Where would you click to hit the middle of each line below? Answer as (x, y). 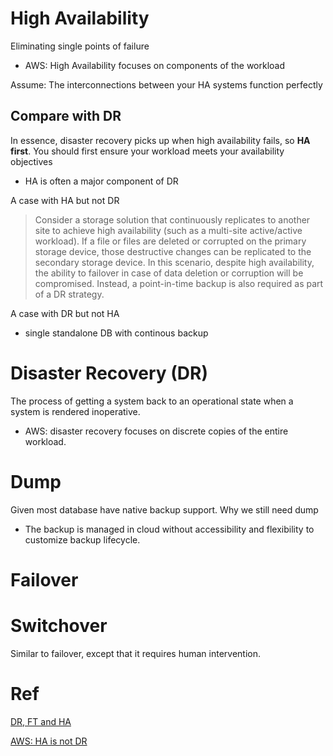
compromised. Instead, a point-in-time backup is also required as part (179, 283)
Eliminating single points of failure (80, 46)
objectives (31, 161)
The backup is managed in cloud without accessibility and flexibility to (169, 529)
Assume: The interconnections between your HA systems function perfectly (166, 84)
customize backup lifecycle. (82, 539)
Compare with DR (66, 116)
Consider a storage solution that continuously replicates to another (172, 219)
